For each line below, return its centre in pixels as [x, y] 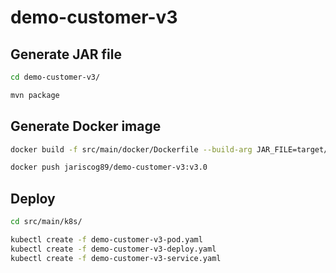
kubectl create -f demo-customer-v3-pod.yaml [106, 240]
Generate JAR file [66, 54]
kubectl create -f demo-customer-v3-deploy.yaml [113, 249]
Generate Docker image [86, 126]
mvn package [35, 95]
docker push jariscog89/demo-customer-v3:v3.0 [109, 167]
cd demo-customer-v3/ [55, 77]
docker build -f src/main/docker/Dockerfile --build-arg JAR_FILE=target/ [169, 149]
